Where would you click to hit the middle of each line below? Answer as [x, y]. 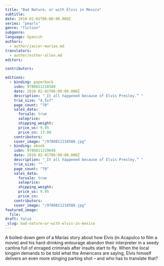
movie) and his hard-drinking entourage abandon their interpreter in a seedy [82, 243]
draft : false [18, 219]
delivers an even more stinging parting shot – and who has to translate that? [82, 258]
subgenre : [15, 32]
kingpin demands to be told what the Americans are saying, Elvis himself [78, 253]
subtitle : [15, 14]
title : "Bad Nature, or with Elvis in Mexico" [53, 10]
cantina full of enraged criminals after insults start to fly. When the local [77, 248]
